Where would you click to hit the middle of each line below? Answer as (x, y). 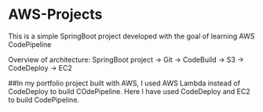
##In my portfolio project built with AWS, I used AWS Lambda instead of (124, 83)
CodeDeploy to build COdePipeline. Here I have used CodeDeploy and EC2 (130, 91)
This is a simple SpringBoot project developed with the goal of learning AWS (131, 36)
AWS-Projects (55, 14)
